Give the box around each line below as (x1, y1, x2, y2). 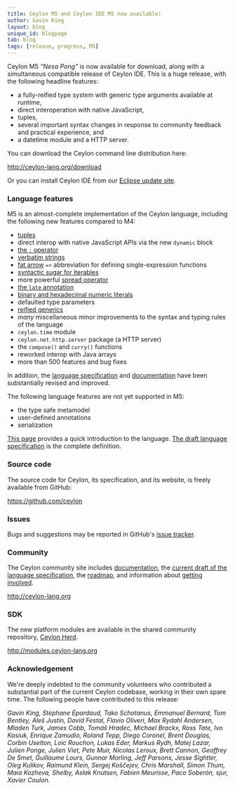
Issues (7, 514, 31, 524)
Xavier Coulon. (7, 775, 51, 784)
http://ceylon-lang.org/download (7, 163, 102, 171)
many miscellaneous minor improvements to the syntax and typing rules (17, 313, 226, 322)
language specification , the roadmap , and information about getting (7, 571, 203, 579)
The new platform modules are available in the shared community (7, 626, 196, 634)
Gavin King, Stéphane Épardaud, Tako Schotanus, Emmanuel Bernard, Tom (7, 709, 227, 717)
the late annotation (17, 283, 74, 291)
